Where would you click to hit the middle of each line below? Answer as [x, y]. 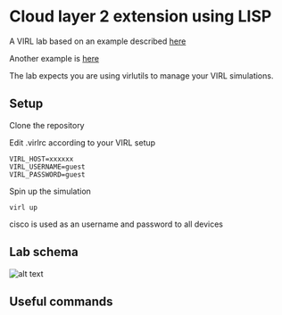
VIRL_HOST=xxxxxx [41, 159]
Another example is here [54, 58]
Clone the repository [47, 125]
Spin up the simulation [50, 191]
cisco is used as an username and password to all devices [116, 224]
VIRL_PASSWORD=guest [48, 174]
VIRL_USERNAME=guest [48, 167]
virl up [24, 207]
